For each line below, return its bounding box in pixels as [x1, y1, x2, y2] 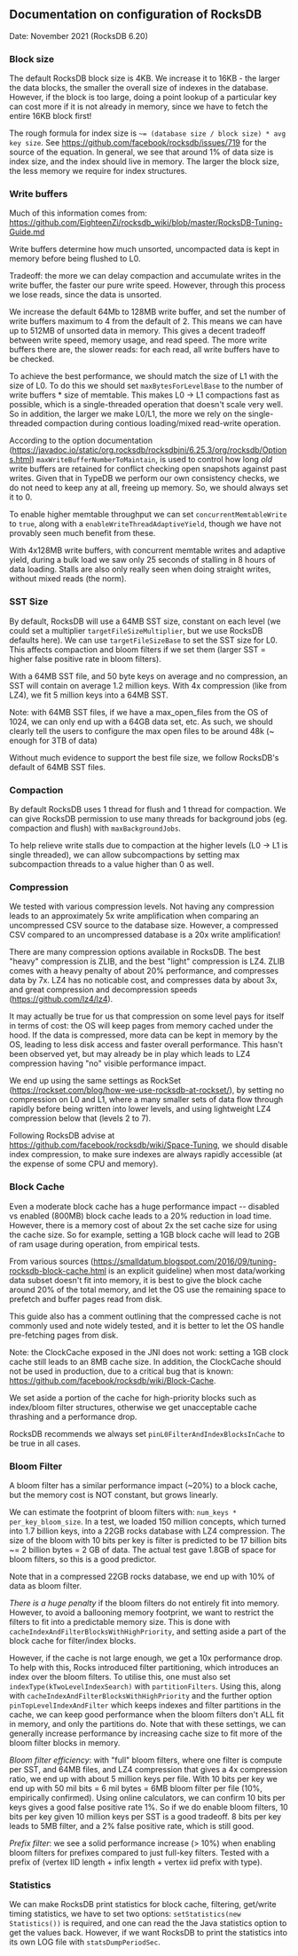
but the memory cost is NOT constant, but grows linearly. [9, 1489, 219, 1500]
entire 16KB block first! [9, 111, 92, 122]
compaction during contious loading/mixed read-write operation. [43, 418, 281, 429]
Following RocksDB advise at [9, 1131, 115, 1141]
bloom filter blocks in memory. [9, 1737, 121, 1747]
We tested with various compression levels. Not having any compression [9, 901, 275, 912]
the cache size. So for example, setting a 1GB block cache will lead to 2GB [9, 1229, 280, 1240]
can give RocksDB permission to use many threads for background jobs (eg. [9, 814, 288, 824]
